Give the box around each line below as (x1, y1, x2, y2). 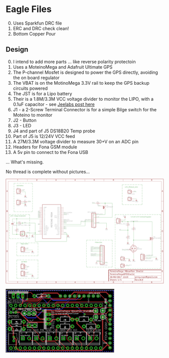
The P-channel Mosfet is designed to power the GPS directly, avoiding (13, 69, 158, 75)
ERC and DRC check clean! (13, 25, 69, 31)
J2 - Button (13, 117, 37, 123)
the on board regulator (13, 74, 60, 81)
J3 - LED (13, 122, 32, 128)
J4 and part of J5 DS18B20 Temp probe (13, 128, 96, 134)
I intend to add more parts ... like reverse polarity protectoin (13, 59, 136, 65)
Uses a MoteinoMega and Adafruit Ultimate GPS (13, 64, 113, 70)
